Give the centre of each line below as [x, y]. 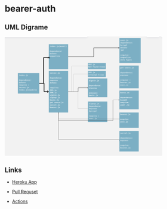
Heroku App [24, 182]
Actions [20, 201]
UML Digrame [26, 27]
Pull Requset [25, 192]
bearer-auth [30, 9]
